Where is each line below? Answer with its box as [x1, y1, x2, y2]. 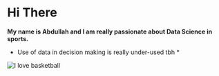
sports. [7, 34, 29, 42]
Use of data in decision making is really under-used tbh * [17, 48, 180, 56]
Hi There [7, 5, 57, 21]
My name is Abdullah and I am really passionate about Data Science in [7, 27, 213, 36]
